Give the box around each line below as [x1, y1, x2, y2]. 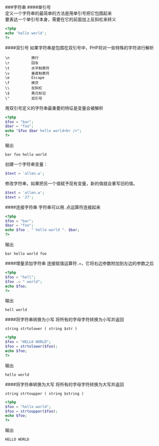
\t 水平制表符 [5, 65, 50, 71]
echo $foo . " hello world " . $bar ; [5, 227, 79, 233]
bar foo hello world [5, 152, 47, 157]
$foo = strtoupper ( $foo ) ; [5, 409, 58, 414]
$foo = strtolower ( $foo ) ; [5, 344, 58, 349]
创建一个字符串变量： [5, 162, 48, 167]
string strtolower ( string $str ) [5, 326, 78, 331]
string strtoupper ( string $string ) [5, 391, 84, 396]
